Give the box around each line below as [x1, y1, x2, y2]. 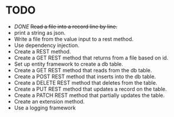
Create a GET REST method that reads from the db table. [14, 66, 152, 73]
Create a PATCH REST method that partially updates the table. [14, 92, 165, 99]
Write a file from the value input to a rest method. [14, 35, 134, 42]
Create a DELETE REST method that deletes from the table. [14, 79, 157, 86]
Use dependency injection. [14, 42, 80, 49]
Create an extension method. [14, 98, 85, 105]
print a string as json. [14, 29, 65, 36]
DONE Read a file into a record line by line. [14, 23, 117, 30]
